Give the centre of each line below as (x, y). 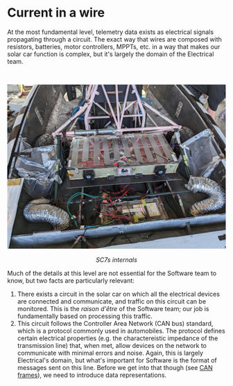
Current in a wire (56, 13)
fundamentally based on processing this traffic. (85, 316)
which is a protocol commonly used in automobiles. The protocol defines (121, 331)
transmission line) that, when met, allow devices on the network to (112, 346)
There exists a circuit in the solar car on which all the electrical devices (119, 294)
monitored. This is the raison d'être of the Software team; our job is (113, 309)
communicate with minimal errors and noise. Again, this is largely (110, 353)
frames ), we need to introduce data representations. (92, 375)
